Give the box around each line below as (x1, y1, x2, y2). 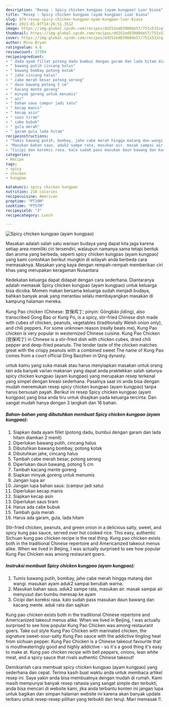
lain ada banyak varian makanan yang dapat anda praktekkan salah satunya (6, 368, 162, 374)
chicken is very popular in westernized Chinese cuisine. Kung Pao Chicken (6, 330, 160, 337)
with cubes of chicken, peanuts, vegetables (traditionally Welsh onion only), (6, 320, 162, 326)
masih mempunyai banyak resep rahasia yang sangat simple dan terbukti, (6, 680, 158, 686)
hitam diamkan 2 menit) (13, 435, 62, 441)
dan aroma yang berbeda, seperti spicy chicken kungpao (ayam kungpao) (6, 251, 158, 257)
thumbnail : (6, 31, 29, 36)
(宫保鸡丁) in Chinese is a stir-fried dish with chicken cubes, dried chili (6, 336, 151, 342)
